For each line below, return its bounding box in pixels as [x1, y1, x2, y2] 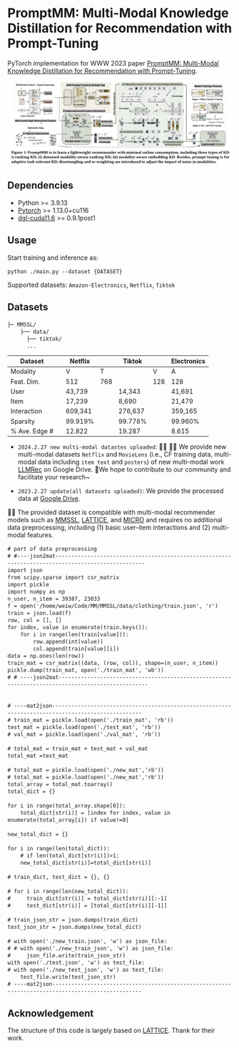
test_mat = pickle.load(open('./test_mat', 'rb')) [7, 724, 161, 731]
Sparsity [10, 417, 36, 425]
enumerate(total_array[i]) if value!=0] [7, 817, 130, 824]
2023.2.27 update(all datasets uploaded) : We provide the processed [17, 487, 224, 495]
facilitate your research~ [17, 473, 91, 482]
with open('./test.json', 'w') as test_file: [7, 960, 145, 967]
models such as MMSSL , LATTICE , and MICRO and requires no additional [7, 516, 223, 524]
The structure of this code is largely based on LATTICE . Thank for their [7, 1026, 215, 1035]
